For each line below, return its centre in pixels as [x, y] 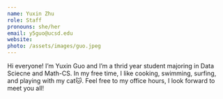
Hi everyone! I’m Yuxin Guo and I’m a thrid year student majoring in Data [111, 66]
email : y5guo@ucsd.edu [40, 33]
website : [20, 40]
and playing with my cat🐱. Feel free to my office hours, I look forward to [111, 81]
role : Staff [24, 20]
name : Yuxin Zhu [31, 14]
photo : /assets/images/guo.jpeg [54, 46]
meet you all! [25, 88]
